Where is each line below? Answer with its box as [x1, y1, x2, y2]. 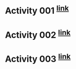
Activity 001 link [5, 3, 69, 17]
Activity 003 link [5, 52, 71, 65]
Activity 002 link [5, 28, 71, 41]
